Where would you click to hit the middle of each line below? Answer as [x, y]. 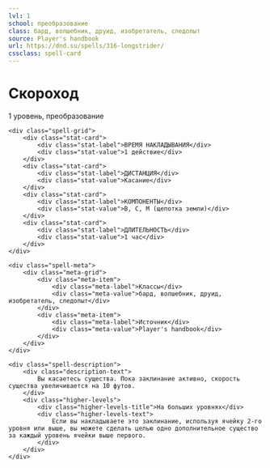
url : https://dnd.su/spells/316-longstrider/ [86, 46]
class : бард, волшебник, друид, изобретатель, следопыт [104, 31]
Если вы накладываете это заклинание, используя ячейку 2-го [157, 421]
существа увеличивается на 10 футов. [72, 385]
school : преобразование [49, 23]
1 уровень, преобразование [56, 116]
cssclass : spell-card [45, 53]
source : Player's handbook [54, 38]
